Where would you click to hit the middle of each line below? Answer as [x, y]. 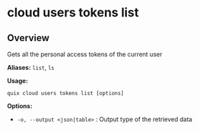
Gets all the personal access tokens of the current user [85, 54]
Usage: [18, 81]
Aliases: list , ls [31, 67]
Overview [28, 38]
